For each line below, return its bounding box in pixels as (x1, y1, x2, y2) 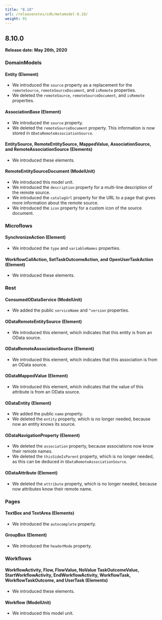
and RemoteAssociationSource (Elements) (5, 147, 93, 152)
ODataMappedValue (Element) (5, 373, 68, 379)
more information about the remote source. (12, 200, 99, 206)
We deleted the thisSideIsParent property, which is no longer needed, (12, 453, 154, 459)
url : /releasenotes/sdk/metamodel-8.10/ (5, 12, 89, 17)
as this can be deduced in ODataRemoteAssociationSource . (12, 459, 127, 465)
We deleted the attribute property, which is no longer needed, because (12, 481, 157, 487)
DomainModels (5, 59, 42, 66)
